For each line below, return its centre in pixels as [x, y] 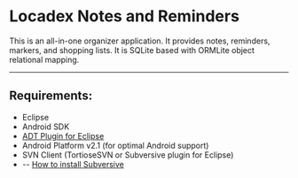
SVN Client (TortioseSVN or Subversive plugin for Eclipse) [128, 155]
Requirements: [51, 96]
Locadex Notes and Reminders [124, 16]
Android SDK [46, 127]
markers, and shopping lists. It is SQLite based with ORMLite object [132, 50]
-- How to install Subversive [73, 164]
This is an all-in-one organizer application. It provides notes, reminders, [140, 41]
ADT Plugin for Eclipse [63, 135]
